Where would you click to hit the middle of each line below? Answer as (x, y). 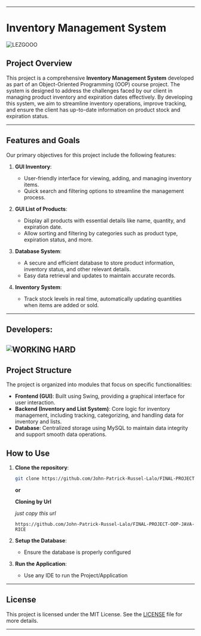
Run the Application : (41, 564)
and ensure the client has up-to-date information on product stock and (93, 110)
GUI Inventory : (33, 166)
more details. (22, 620)
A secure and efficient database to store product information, (99, 263)
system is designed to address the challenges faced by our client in (89, 90)
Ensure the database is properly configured (77, 552)
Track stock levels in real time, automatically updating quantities (103, 299)
